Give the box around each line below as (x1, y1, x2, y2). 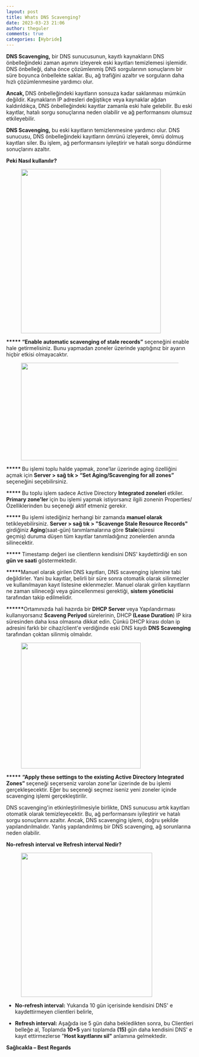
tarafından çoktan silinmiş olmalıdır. (6, 631, 93, 638)
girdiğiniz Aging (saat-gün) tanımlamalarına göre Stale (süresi (6, 526, 155, 534)
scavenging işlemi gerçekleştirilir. (6, 792, 88, 799)
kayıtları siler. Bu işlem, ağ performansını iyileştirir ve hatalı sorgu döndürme (6, 140, 192, 146)
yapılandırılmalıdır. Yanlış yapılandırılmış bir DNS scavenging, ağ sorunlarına (6, 823, 191, 830)
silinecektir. (6, 539, 34, 546)
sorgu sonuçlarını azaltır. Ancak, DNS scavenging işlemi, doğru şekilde (6, 817, 179, 823)
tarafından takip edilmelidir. (6, 594, 73, 601)
